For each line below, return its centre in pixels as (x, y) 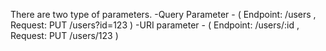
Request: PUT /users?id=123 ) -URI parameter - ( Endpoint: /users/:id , (155, 25)
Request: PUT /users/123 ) (64, 35)
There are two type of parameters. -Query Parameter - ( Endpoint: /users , (163, 14)
